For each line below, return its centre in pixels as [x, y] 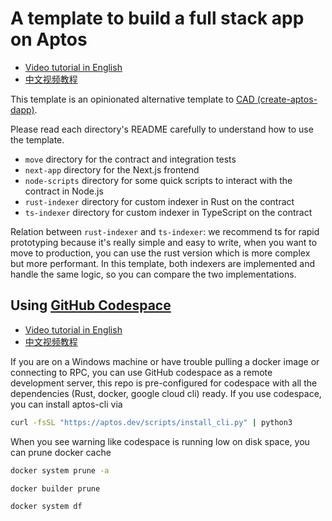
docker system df [46, 507]
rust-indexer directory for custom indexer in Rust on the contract [159, 201]
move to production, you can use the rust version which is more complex [160, 253]
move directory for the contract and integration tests [130, 159]
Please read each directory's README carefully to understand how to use [162, 129]
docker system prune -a [60, 470]
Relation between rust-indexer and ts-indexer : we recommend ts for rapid [165, 231]
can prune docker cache [61, 452]
